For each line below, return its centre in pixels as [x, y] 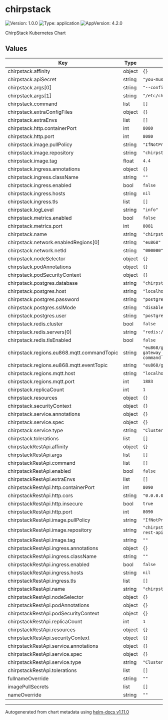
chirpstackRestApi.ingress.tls [42, 581]
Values [16, 49]
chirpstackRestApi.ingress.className [52, 556]
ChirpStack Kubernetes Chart [35, 33]
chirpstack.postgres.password [43, 299]
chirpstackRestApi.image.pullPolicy [49, 520]
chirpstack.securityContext [39, 406]
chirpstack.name [27, 234]
